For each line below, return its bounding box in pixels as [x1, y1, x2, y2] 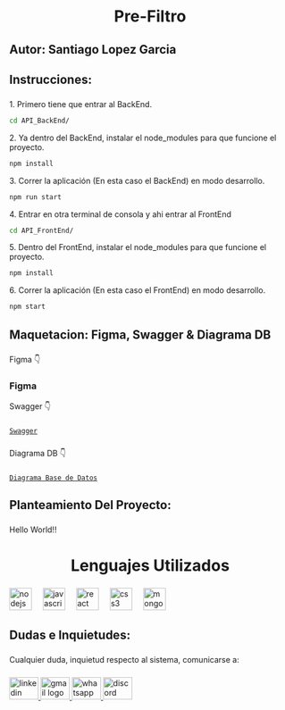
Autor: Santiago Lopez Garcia [9, 42, 177, 57]
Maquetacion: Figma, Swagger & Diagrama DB [9, 327, 272, 342]
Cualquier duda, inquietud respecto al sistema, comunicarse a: [9, 655, 239, 665]
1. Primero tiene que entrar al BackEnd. [9, 98, 153, 109]
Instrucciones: [9, 71, 92, 87]
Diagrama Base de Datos [9, 473, 98, 482]
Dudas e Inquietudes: [9, 628, 131, 643]
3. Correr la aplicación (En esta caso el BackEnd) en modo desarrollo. [9, 175, 265, 186]
